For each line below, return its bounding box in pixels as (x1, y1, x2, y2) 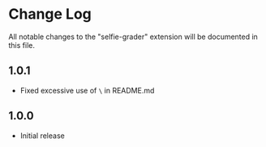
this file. (8, 40, 35, 50)
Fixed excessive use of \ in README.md (19, 85, 155, 95)
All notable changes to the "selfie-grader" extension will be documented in (8, 32, 258, 41)
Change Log (8, 5, 92, 24)
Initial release (19, 131, 65, 141)
